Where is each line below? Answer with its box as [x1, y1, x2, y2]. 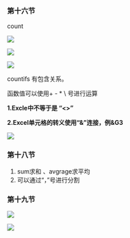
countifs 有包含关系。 [7, 75, 68, 83]
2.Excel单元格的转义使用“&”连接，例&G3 [7, 119, 123, 127]
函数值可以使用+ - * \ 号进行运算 [7, 89, 98, 97]
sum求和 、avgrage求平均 [16, 167, 90, 176]
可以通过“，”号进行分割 [16, 176, 80, 184]
